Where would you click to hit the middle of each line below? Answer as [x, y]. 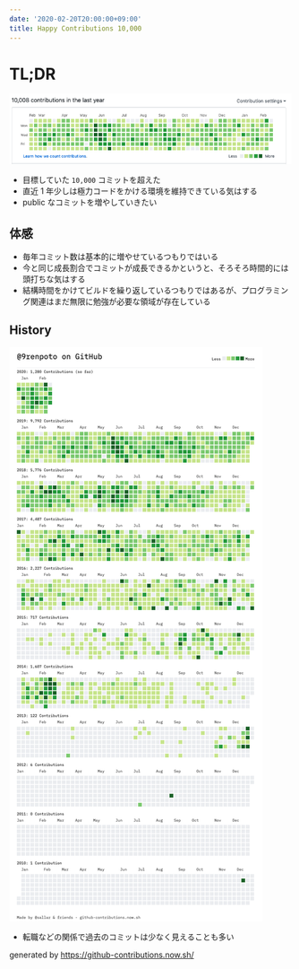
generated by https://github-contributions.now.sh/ [102, 955]
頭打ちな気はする [54, 279]
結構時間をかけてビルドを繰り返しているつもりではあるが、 [132, 290]
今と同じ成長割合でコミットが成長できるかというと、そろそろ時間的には [155, 267]
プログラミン [265, 290]
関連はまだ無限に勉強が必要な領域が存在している [120, 301]
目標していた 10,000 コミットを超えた [91, 180]
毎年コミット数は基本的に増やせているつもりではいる [120, 257]
